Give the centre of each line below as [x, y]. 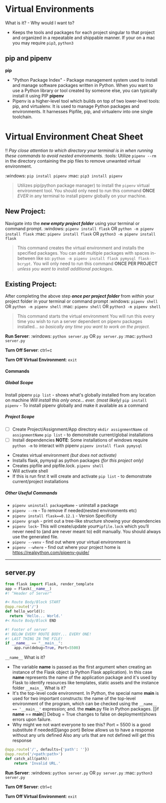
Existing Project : [31, 284]
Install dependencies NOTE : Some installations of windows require [80, 440]
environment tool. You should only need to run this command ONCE [86, 190]
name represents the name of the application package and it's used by [84, 677]
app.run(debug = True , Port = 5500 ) [47, 648]
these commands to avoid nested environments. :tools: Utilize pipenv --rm [81, 156]
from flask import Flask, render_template [49, 584]
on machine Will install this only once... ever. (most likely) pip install [76, 400]
